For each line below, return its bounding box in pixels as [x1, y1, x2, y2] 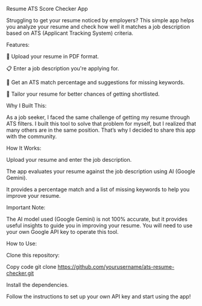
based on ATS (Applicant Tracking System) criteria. [6, 29, 134, 37]
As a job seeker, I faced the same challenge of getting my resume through [6, 114, 190, 121]
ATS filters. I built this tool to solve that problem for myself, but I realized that [6, 120, 197, 127]
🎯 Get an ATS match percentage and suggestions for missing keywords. [6, 79, 185, 86]
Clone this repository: [6, 252, 60, 259]
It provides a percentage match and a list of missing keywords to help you [6, 186, 190, 193]
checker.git [6, 270, 34, 277]
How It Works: [6, 144, 42, 151]
